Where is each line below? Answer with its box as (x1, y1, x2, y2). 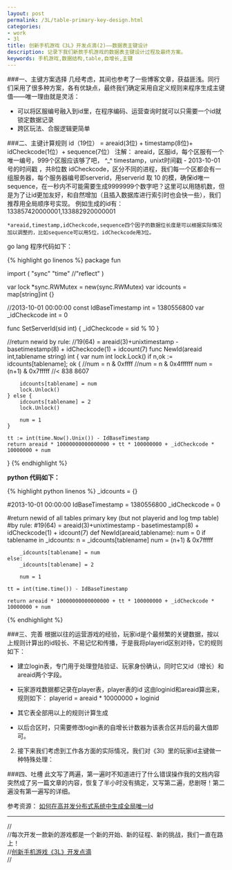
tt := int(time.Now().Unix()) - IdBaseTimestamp (7, 435, 150, 442)
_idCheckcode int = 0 (7, 310, 68, 319)
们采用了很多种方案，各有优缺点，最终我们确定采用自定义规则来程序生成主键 (7, 84, 225, 92)
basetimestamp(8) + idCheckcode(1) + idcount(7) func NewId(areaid (7, 345, 202, 353)
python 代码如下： (7, 473, 60, 481)
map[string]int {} (7, 290, 55, 298)
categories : (7, 23, 41, 30)
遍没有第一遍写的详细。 (7, 787, 74, 795)
